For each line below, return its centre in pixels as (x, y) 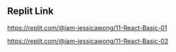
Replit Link (31, 11)
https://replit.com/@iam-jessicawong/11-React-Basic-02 (88, 41)
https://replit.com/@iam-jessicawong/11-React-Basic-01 (87, 27)
